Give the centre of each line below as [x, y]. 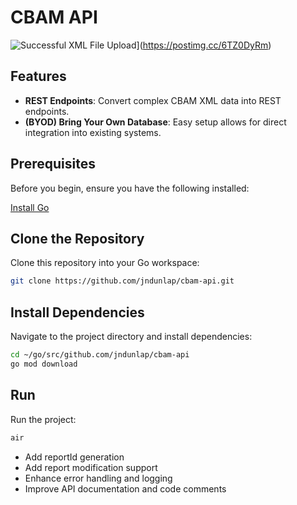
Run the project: [43, 419]
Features [38, 76]
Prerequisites [53, 164]
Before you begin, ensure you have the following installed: [130, 188]
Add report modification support [91, 467]
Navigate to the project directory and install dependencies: [131, 337]
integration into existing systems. [93, 132]
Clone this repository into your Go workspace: [105, 263]
